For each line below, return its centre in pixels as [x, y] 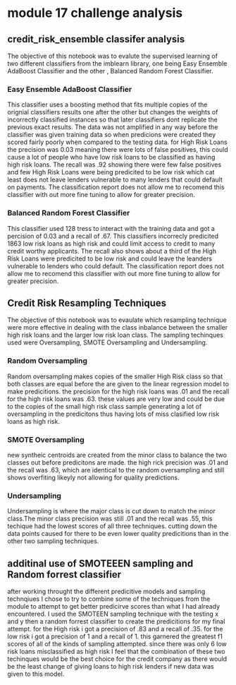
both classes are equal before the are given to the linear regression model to [118, 383]
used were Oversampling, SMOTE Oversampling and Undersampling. [107, 342]
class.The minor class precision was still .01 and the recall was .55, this [110, 519]
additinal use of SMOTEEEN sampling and [100, 563]
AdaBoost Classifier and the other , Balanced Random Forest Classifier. [110, 71]
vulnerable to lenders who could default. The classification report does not [116, 266]
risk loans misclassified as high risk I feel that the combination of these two [116, 652]
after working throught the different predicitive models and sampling [106, 592]
